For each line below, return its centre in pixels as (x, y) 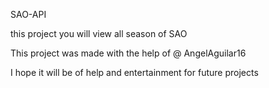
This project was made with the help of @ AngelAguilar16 (128, 53)
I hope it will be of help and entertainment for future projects (134, 72)
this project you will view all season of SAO (99, 33)
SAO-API (28, 14)
